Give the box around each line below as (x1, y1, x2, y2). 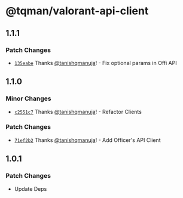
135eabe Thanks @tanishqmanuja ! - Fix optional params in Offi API (14, 59, 177, 66)
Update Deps (14, 185, 47, 192)
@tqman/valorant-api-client (5, 4, 149, 18)
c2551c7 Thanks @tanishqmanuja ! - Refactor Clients (14, 108, 142, 115)
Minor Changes (5, 94, 51, 103)
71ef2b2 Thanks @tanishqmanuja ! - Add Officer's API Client (14, 136, 161, 144)
